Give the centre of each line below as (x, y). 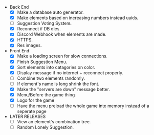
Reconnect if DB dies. (39, 29)
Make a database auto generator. (50, 12)
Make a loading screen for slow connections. (62, 56)
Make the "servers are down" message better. (63, 89)
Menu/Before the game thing (46, 94)
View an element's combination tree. (54, 122)
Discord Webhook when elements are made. (62, 34)
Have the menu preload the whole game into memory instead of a (83, 106)
